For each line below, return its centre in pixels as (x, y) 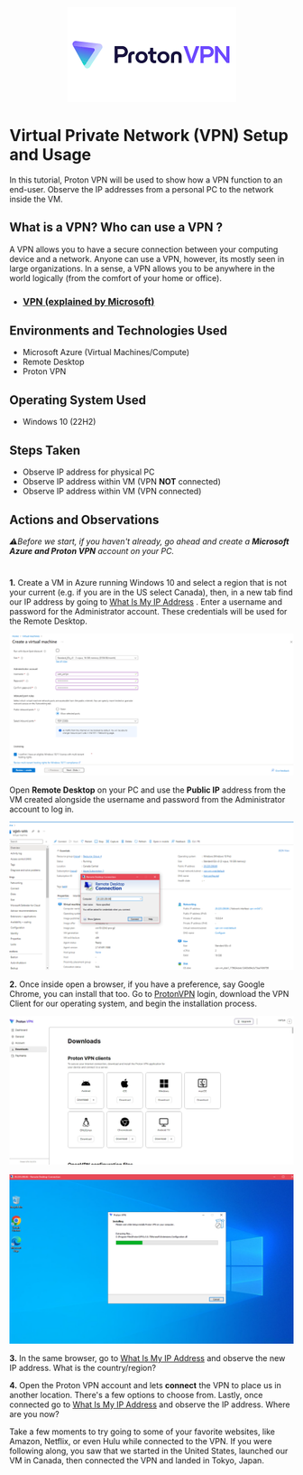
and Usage (50, 155)
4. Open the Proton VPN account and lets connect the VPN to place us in (145, 1386)
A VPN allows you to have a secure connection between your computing (144, 249)
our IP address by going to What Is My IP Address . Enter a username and (146, 602)
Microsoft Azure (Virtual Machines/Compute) (106, 352)
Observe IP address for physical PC (88, 472)
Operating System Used (78, 400)
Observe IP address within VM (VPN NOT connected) (121, 482)
